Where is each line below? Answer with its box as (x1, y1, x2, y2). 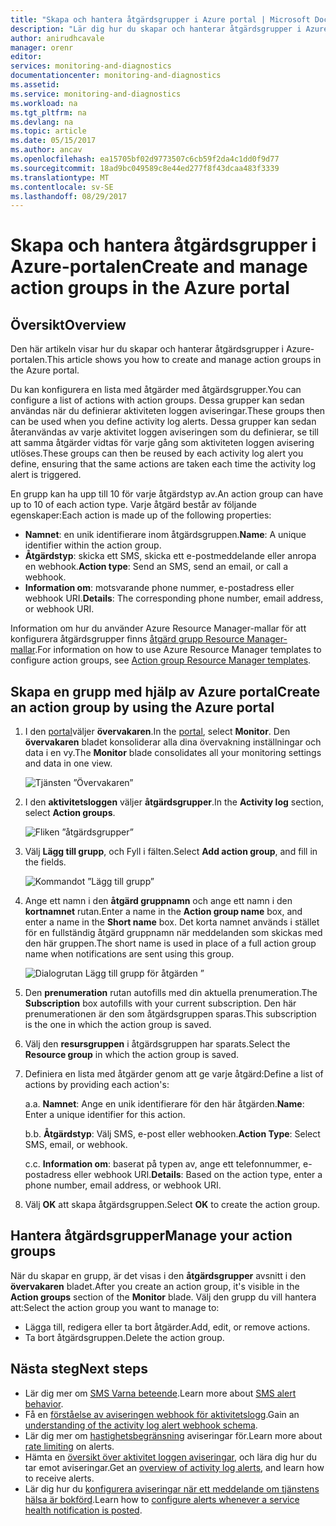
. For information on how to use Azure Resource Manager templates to (34, 644, 322, 656)
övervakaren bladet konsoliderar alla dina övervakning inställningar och (24, 736, 322, 748)
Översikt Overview (10, 316, 127, 333)
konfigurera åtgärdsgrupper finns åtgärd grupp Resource (10, 633, 245, 645)
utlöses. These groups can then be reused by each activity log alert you (10, 447, 304, 460)
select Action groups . (24, 807, 116, 819)
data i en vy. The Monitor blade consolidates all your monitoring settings (24, 747, 322, 759)
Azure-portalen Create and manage (10, 256, 308, 278)
